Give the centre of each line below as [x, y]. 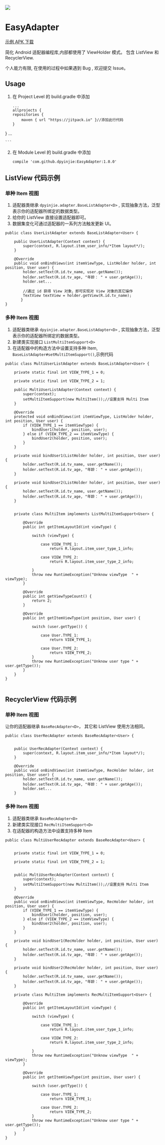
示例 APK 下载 [19, 42]
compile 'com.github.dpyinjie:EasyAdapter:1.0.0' [65, 162]
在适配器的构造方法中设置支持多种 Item [52, 831]
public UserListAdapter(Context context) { [60, 242]
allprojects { [27, 110]
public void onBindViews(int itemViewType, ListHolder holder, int [85, 263]
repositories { [28, 114]
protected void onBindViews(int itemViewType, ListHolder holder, [84, 416]
